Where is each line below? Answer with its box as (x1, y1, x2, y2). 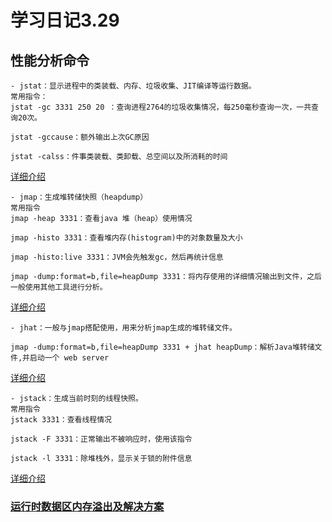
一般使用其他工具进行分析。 (10, 282, 108, 292)
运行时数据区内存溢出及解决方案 (10, 499, 165, 513)
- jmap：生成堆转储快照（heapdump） (10, 192, 148, 202)
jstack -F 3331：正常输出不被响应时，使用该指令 (10, 434, 193, 444)
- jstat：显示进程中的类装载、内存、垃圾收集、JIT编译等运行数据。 (10, 81, 257, 91)
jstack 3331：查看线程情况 (10, 415, 112, 425)
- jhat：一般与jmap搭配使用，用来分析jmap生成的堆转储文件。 (10, 323, 237, 333)
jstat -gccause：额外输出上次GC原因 (10, 132, 150, 142)
